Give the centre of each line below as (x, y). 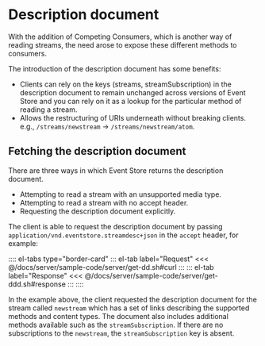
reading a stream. (48, 110)
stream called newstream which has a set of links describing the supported (129, 308)
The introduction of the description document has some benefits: (115, 68)
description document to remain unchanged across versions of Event (132, 92)
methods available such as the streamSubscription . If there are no (116, 325)
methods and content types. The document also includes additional (118, 316)
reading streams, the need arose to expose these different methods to (123, 44)
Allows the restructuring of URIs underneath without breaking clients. (132, 117)
